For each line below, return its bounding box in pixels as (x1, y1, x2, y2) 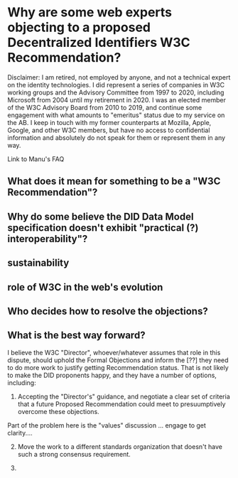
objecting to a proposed (7, 19, 151, 36)
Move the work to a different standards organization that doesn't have (17, 442, 222, 451)
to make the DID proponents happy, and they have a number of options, (7, 371, 217, 379)
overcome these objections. (17, 407, 99, 415)
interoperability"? (7, 232, 88, 245)
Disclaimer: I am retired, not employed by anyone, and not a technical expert (7, 72, 231, 82)
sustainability (7, 257, 70, 269)
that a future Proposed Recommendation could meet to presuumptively (17, 399, 226, 408)
